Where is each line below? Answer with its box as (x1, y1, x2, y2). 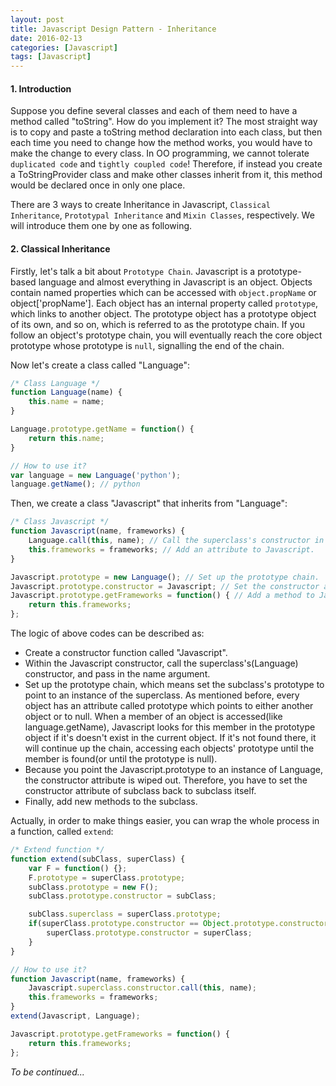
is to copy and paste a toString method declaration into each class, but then (10, 126, 323, 138)
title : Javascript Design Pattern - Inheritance (10, 24, 217, 34)
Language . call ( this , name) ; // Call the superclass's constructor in (28, 536, 325, 546)
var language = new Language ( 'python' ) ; (10, 470, 182, 480)
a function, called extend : (10, 826, 114, 838)
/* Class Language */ (10, 378, 101, 388)
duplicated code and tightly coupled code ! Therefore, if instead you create (10, 158, 323, 170)
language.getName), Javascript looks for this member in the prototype (24, 721, 316, 733)
